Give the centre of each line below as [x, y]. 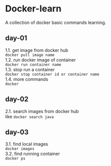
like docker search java [29, 116]
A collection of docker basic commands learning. [56, 22]
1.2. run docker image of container [40, 60]
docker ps [15, 159]
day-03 [17, 132]
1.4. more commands [27, 79]
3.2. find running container [32, 154]
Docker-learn [33, 9]
